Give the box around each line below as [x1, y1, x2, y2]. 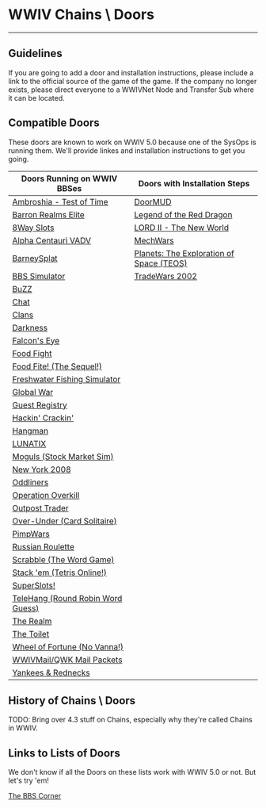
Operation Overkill [12, 489, 80, 500]
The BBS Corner [8, 791, 62, 801]
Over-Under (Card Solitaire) [12, 515, 117, 527]
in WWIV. [8, 723, 38, 733]
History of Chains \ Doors [8, 694, 136, 707]
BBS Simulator [12, 270, 66, 281]
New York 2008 [12, 464, 71, 475]
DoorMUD [134, 196, 172, 207]
